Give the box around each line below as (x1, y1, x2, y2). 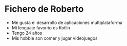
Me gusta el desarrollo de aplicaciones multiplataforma (11, 20, 123, 25)
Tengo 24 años (11, 30, 42, 36)
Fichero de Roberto (4, 3, 84, 15)
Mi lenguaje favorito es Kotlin (11, 24, 70, 30)
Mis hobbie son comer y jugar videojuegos (11, 35, 98, 41)
